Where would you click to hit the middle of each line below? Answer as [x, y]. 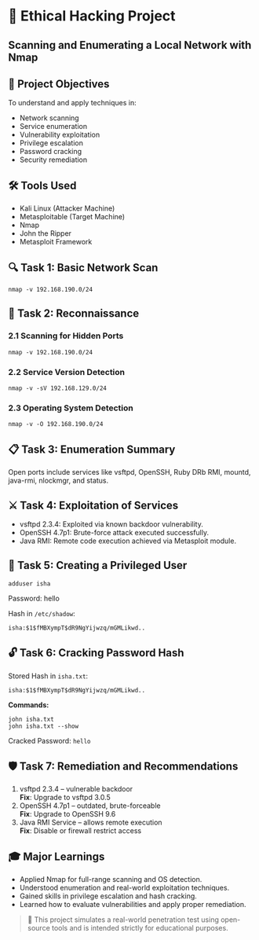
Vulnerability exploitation [60, 135]
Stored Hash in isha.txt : [48, 676]
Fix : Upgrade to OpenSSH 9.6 [67, 814]
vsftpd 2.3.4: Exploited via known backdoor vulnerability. [111, 524]
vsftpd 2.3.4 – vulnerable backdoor [76, 789]
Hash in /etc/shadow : [42, 613]
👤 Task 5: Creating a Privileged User [98, 565]
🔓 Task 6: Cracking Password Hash [96, 653]
